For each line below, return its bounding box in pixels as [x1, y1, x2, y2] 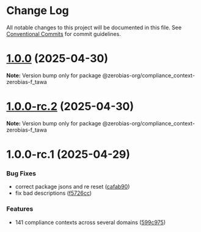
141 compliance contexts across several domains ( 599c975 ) [15, 219, 166, 226]
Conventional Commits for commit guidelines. [6, 30, 121, 37]
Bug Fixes [6, 169, 37, 177]
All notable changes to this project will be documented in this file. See [6, 24, 182, 31]
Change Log [6, 4, 69, 18]
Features [6, 205, 34, 213]
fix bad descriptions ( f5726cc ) [15, 189, 92, 197]
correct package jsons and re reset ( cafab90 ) [15, 183, 130, 191]
